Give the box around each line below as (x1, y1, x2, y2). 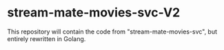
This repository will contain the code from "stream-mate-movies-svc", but (7, 27, 218, 36)
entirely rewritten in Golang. (7, 34, 86, 42)
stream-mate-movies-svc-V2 (7, 5, 181, 21)
